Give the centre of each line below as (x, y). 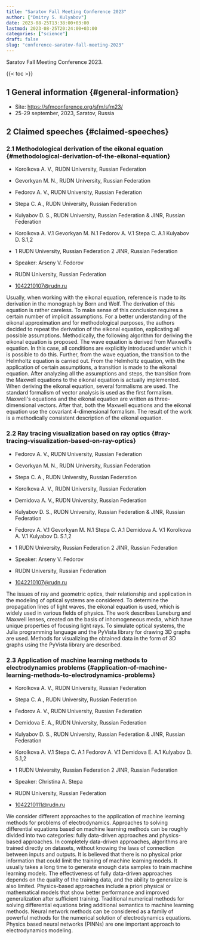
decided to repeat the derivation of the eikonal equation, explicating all (93, 329)
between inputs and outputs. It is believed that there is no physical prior (94, 854)
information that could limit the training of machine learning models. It (92, 861)
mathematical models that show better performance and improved (87, 892)
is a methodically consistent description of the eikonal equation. (84, 418)
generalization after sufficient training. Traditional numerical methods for (95, 898)
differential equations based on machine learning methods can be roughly (97, 829)
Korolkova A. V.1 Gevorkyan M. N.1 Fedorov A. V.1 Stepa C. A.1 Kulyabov (102, 233)
